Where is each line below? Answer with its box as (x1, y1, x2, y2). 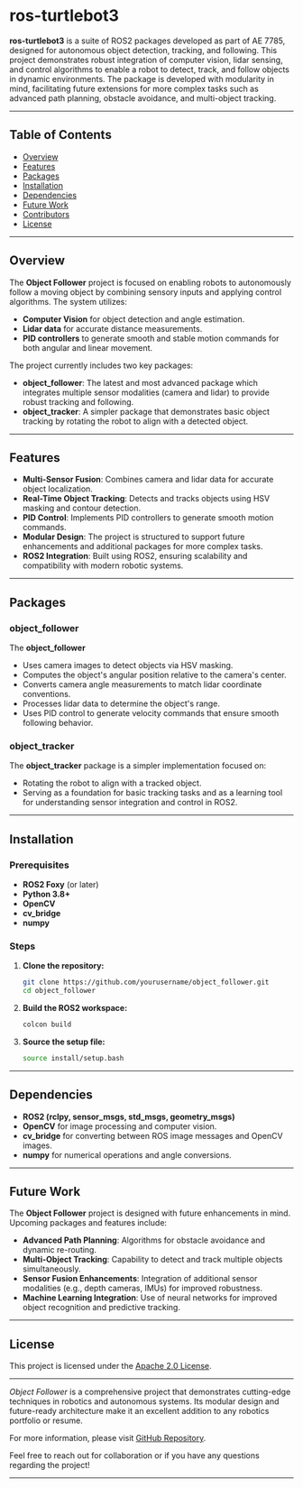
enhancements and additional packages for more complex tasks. (22, 541, 263, 552)
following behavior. (22, 718, 94, 729)
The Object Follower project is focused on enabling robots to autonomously (9, 277, 291, 288)
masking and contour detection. (22, 502, 142, 514)
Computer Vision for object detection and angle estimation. (22, 313, 245, 325)
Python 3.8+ (22, 889, 70, 900)
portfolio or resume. (9, 1415, 83, 1426)
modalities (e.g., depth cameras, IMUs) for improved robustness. (22, 1282, 263, 1294)
